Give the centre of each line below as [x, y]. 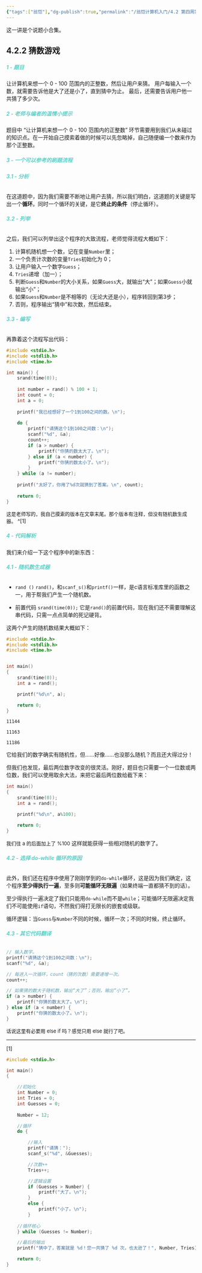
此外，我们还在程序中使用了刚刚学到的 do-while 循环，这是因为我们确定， [96, 878]
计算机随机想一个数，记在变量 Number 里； [65, 251]
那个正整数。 [22, 145]
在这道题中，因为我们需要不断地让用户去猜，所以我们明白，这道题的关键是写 [101, 196]
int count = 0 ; [36, 395]
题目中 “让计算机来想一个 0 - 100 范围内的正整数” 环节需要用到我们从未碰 [97, 130]
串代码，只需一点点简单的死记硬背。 [60, 615]
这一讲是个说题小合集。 [35, 30]
